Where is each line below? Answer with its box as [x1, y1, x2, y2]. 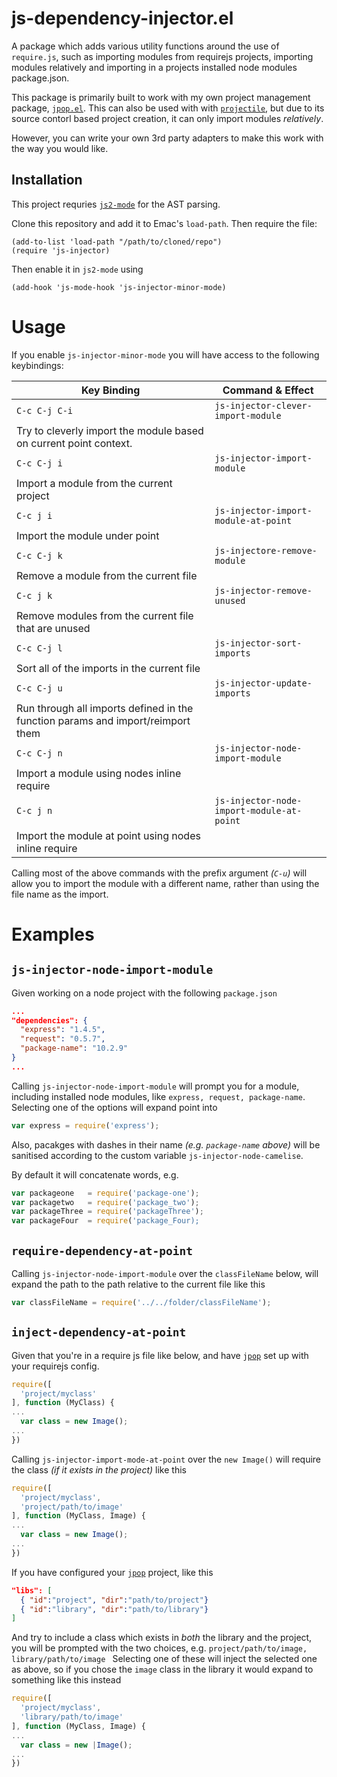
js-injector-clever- [214, 400, 313, 411]
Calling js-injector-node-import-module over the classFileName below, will [11, 1268, 319, 1279]
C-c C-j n [16, 747, 63, 759]
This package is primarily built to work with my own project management [11, 91, 311, 103]
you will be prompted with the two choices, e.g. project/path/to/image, [11, 1642, 308, 1654]
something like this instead [11, 1674, 122, 1686]
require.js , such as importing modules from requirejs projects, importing [11, 50, 314, 62]
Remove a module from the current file [16, 568, 198, 582]
